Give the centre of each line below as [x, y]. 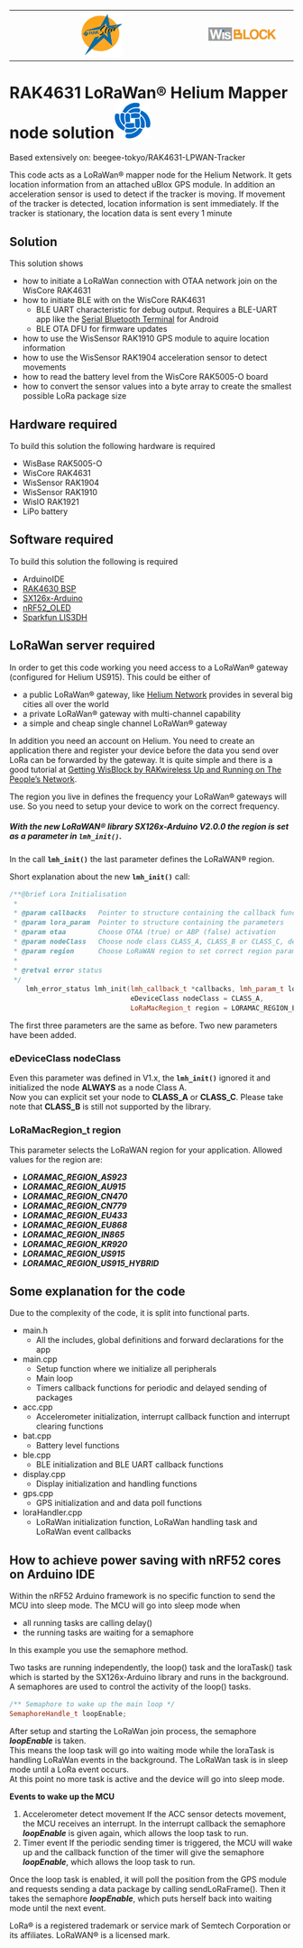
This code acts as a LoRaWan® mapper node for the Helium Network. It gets [151, 175]
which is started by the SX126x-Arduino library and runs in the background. [149, 1677]
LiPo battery [45, 511]
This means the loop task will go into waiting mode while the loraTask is [142, 1750]
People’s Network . [43, 779]
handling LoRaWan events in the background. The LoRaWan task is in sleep [149, 1760]
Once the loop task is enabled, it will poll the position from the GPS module [148, 1879]
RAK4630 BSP [49, 588]
